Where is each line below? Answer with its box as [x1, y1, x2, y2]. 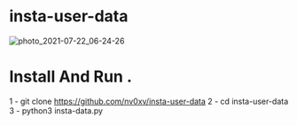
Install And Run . [9, 66, 133, 87]
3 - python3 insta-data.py [9, 105, 104, 116]
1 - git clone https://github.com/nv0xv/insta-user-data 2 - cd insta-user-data [9, 96, 289, 106]
